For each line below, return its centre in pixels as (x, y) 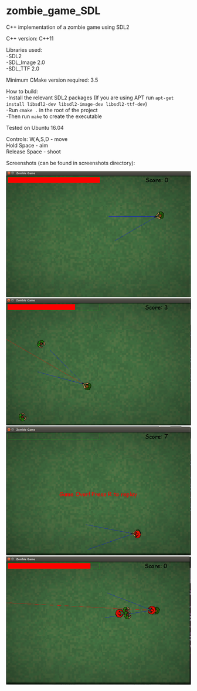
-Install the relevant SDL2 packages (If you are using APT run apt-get (90, 98)
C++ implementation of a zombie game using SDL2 (68, 27)
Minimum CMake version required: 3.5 (52, 80)
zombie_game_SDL (53, 11)
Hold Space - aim (27, 145)
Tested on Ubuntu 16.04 (35, 128)
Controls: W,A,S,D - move (37, 139)
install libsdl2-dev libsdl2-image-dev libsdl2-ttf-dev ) (77, 103)
